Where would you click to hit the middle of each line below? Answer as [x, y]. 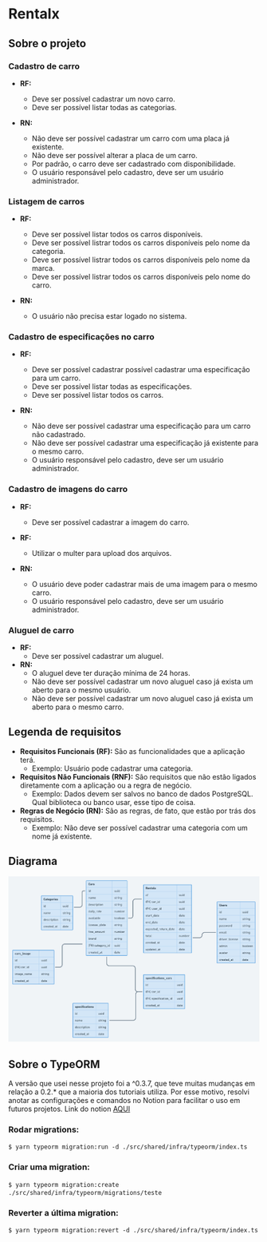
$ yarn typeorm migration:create [64, 1184]
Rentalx [34, 14]
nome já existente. [62, 836]
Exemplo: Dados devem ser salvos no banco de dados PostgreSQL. [142, 794]
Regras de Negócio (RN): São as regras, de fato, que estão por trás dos [138, 811]
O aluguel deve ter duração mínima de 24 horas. [111, 673]
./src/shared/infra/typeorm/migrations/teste [85, 1192]
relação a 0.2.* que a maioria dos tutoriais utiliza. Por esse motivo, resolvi [129, 1092]
